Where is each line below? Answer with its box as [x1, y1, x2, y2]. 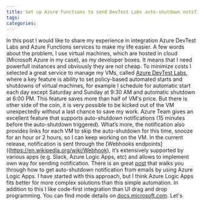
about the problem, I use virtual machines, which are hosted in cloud [6, 50, 178, 57]
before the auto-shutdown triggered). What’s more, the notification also [6, 121, 185, 128]
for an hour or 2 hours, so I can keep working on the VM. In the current [6, 134, 183, 141]
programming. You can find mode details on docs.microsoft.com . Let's [6, 192, 183, 200]
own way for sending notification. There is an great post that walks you [6, 159, 184, 167]
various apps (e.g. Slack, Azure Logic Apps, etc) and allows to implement [6, 153, 189, 161]
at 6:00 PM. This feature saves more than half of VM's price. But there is [6, 95, 188, 102]
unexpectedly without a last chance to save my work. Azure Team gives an [6, 108, 194, 116]
